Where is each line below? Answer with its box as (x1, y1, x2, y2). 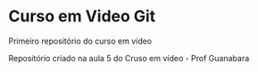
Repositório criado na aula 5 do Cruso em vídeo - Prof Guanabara (8, 52, 250, 63)
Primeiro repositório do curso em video (8, 36, 153, 46)
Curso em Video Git (8, 6, 156, 27)
